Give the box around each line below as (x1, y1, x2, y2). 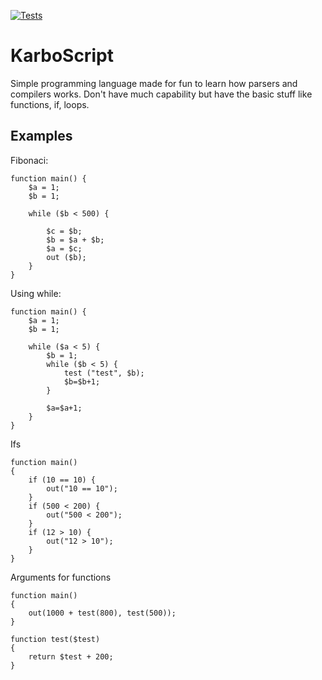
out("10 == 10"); (46, 483, 118, 494)
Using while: (10, 287, 62, 299)
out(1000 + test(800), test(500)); (28, 608, 177, 618)
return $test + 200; (28, 651, 114, 662)
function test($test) (10, 634, 101, 644)
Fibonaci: (10, 154, 49, 166)
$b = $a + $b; (46, 235, 105, 245)
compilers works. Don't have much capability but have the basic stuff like (10, 88, 313, 100)
